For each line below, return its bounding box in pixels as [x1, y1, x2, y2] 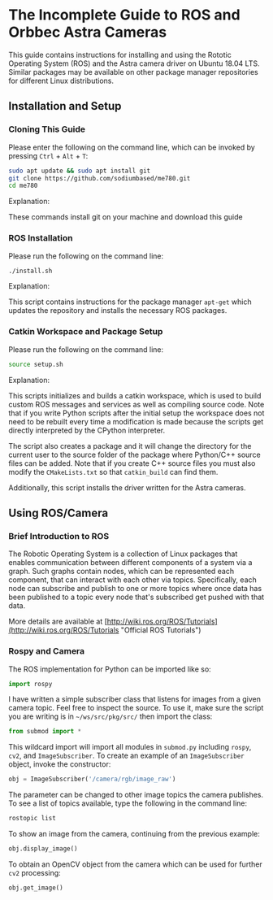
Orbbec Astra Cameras [8, 23, 167, 41]
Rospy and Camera [8, 646, 85, 657]
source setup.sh [8, 360, 63, 368]
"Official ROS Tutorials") [120, 625, 201, 635]
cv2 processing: [8, 867, 61, 877]
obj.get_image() [8, 884, 63, 892]
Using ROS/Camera [8, 506, 108, 520]
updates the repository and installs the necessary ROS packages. [8, 306, 227, 315]
